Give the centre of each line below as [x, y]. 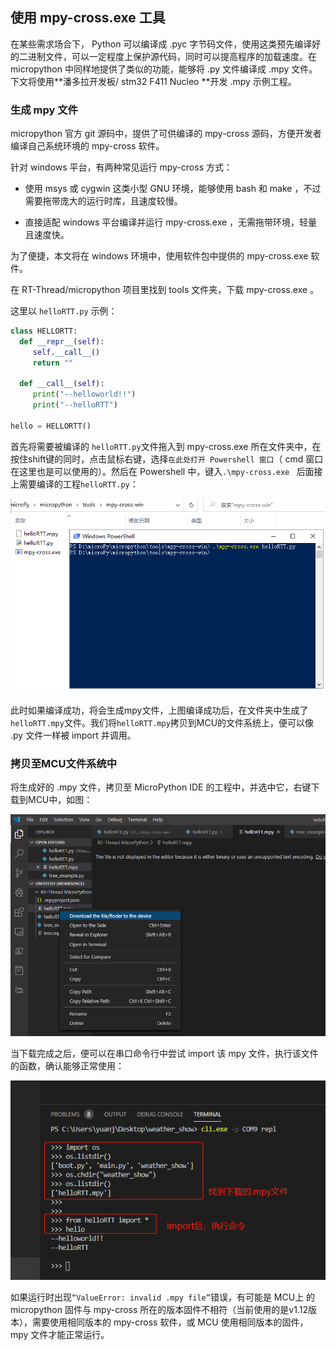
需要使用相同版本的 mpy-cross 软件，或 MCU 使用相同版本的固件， [170, 1322]
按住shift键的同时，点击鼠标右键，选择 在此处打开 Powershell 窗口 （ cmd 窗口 [167, 459]
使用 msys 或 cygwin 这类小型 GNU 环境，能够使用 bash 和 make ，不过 [173, 189]
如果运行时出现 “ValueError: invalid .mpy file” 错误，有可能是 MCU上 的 [163, 1297]
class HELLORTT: [44, 331]
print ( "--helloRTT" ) [75, 405]
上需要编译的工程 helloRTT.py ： [74, 484]
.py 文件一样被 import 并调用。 [73, 735]
